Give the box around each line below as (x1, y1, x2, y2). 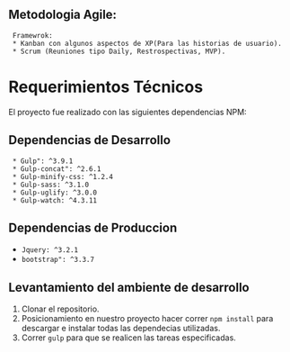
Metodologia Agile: (8, 7, 118, 23)
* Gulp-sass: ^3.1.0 (12, 180, 90, 189)
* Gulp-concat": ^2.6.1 (12, 164, 101, 174)
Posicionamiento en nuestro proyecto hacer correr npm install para (21, 313, 274, 324)
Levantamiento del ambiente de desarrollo (8, 279, 250, 295)
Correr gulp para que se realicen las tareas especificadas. (21, 332, 237, 343)
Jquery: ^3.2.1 (21, 246, 79, 255)
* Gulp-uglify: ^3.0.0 (12, 188, 98, 197)
